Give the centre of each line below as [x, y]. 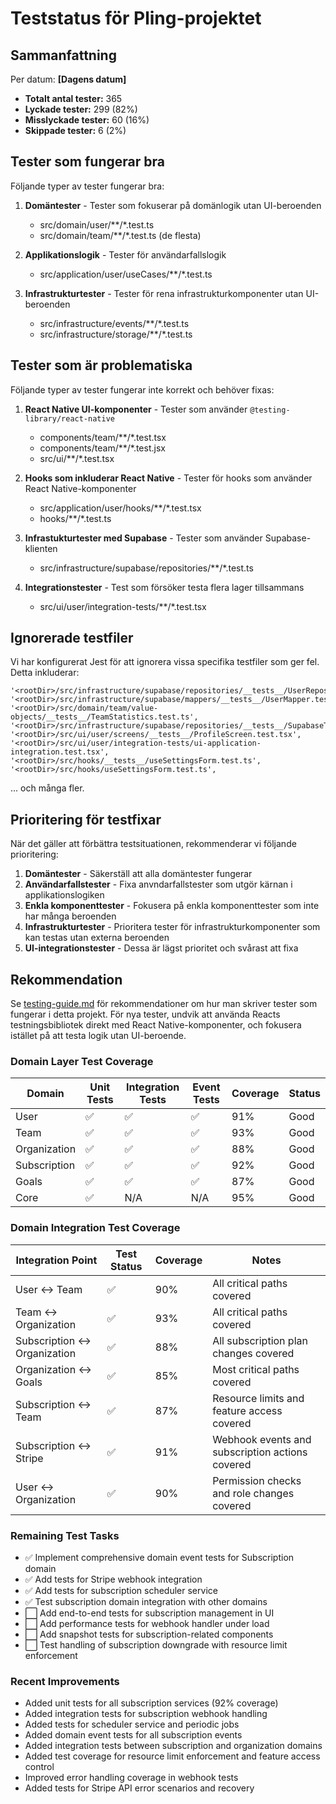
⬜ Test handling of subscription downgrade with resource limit [156, 1644]
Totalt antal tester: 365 [73, 98]
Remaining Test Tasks [65, 1535]
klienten [41, 548]
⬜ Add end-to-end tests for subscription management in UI [149, 1613]
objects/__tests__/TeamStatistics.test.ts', [104, 717]
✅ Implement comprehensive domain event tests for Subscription [159, 1557]
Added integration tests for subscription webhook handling [146, 1714]
